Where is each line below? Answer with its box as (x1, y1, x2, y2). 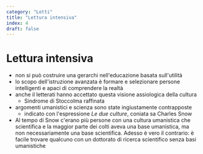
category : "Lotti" (6, 8, 53, 15)
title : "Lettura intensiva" (6, 14, 78, 21)
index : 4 (6, 20, 28, 26)
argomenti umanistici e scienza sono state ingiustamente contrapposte (15, 104, 192, 111)
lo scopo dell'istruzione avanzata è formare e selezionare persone (15, 78, 181, 85)
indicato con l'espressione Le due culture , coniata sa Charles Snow (24, 110, 193, 118)
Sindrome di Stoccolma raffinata (24, 97, 105, 104)
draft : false (6, 25, 39, 32)
